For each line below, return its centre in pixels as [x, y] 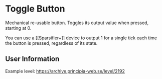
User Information [32, 59]
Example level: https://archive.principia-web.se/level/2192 [65, 71]
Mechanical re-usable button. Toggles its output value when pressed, [77, 23]
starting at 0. [18, 28]
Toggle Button [35, 9]
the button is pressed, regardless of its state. [51, 43]
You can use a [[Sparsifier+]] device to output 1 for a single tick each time [81, 38]
